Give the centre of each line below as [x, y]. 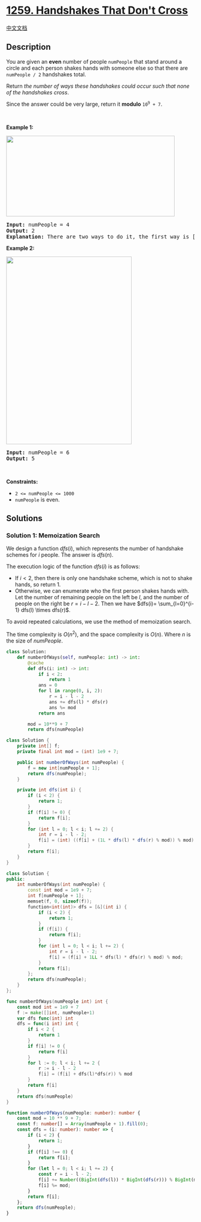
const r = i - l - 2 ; [65, 1175]
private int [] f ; [39, 746]
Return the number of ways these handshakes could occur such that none [98, 86]
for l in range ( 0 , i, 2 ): [70, 691]
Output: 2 [20, 231]
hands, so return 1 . [38, 585]
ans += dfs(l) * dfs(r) [79, 702]
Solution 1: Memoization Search [53, 536]
